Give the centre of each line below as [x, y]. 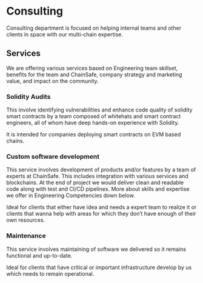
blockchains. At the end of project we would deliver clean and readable [95, 182]
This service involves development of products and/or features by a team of [101, 170]
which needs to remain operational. [50, 273]
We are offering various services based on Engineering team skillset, [92, 68]
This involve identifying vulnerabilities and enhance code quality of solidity [99, 110]
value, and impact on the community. [52, 81]
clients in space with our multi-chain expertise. [65, 34]
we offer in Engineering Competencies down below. [71, 196]
